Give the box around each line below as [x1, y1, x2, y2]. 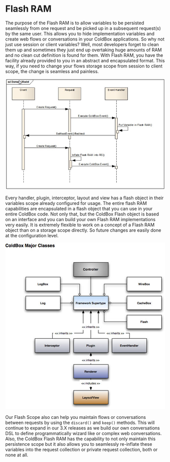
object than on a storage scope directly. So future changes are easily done [5, 227, 161, 233]
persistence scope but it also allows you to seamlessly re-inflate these [5, 441, 152, 447]
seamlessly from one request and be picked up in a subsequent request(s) [5, 25, 161, 31]
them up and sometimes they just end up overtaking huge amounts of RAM [5, 47, 162, 53]
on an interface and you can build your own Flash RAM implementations [5, 217, 156, 223]
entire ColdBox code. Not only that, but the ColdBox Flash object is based [5, 211, 159, 217]
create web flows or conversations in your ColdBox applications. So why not [5, 36, 165, 42]
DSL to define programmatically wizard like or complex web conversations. [5, 431, 162, 437]
